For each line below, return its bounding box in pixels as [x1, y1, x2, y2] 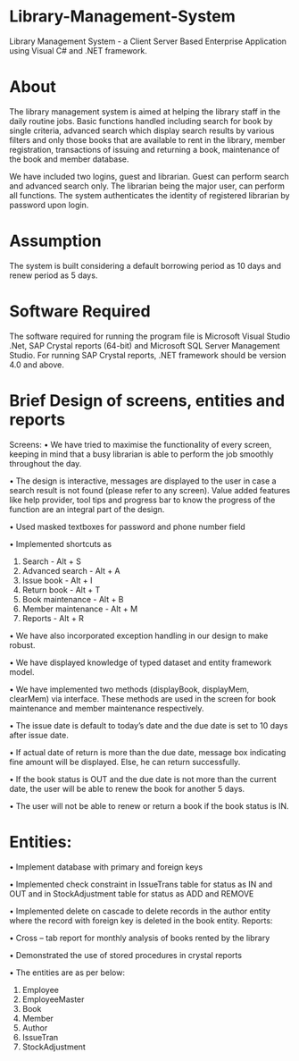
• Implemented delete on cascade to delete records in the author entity [9, 905, 270, 916]
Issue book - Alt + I [21, 575, 93, 585]
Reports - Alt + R [21, 612, 85, 623]
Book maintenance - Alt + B [21, 594, 124, 604]
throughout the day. [9, 458, 82, 468]
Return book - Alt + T [21, 584, 101, 595]
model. [9, 666, 35, 677]
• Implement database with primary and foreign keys [9, 861, 203, 872]
